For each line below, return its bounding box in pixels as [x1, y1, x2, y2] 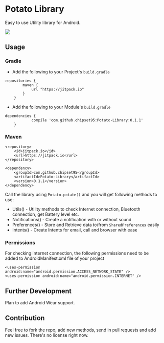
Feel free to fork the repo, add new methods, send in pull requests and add [5, 327, 156, 333]
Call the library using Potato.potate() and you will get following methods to [5, 191, 158, 197]
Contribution [5, 314, 45, 322]
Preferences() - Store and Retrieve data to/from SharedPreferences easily [12, 222, 160, 228]
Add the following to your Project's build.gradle [12, 69, 110, 74]
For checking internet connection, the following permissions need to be [5, 251, 149, 256]
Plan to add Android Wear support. [5, 300, 75, 306]
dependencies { [5, 114, 36, 118]
